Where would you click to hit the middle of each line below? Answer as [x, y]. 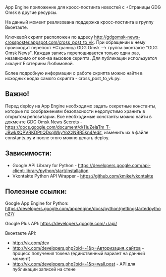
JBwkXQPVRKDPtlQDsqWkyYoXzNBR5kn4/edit [54, 132]
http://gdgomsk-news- [117, 37]
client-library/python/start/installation [50, 171]
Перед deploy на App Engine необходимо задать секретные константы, [81, 106]
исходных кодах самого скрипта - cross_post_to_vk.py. [63, 78]
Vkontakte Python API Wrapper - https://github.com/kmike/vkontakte [83, 176]
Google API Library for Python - [45, 165]
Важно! [17, 94]
